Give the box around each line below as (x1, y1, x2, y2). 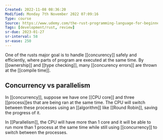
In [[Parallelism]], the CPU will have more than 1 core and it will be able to (5, 119, 151, 125)
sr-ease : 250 (5, 39, 32, 44)
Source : (5, 20, 21, 26)
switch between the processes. (5, 129, 68, 135)
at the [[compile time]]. (5, 67, 51, 73)
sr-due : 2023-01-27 (5, 30, 45, 34)
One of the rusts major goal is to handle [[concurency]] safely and (5, 52, 137, 58)
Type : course (5, 16, 32, 21)
